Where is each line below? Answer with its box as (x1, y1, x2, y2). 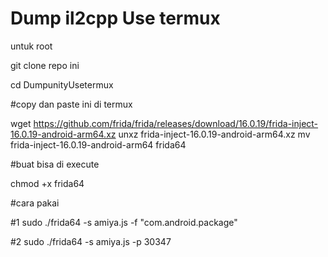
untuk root (10, 40, 53, 52)
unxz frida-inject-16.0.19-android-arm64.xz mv (118, 128, 311, 140)
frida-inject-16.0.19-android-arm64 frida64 (10, 138, 187, 151)
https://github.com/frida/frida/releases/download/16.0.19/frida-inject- (33, 117, 319, 129)
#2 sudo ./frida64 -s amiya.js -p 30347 (10, 235, 172, 247)
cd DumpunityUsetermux (10, 78, 114, 91)
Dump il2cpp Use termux (10, 7, 221, 30)
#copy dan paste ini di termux (10, 98, 133, 110)
